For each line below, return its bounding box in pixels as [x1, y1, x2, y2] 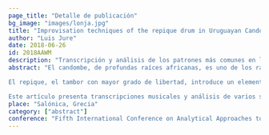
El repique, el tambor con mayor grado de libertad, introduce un [8, 77, 235, 86]
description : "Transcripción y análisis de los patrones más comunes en [8, 57, 256, 65]
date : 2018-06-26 [8, 42, 66, 50]
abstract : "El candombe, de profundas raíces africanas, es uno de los [8, 64, 252, 72]
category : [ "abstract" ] [8, 107, 88, 116]
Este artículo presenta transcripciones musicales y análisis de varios [8, 93, 256, 101]
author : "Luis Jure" [8, 34, 78, 42]
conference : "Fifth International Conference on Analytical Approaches [8, 115, 252, 123]
